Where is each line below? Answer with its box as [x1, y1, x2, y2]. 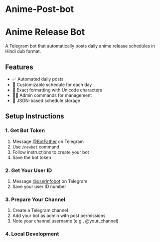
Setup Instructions [5, 112, 64, 120]
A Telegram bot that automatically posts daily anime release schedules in [5, 43, 156, 49]
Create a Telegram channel [12, 207, 68, 213]
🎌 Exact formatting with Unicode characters [12, 86, 102, 93]
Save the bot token [12, 154, 51, 160]
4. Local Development [5, 230, 59, 237]
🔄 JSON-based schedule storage [12, 97, 81, 103]
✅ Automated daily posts [12, 76, 64, 82]
